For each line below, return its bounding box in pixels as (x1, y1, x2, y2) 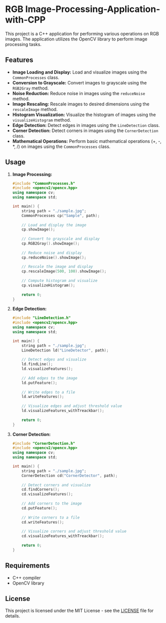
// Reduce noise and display (21, 250, 82, 255)
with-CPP (5, 14, 46, 25)
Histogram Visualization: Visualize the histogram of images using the (12, 111, 156, 117)
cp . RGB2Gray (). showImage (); (21, 241, 80, 246)
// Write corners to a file (21, 515, 80, 520)
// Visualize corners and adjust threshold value (21, 529, 127, 534)
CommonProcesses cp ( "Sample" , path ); (21, 213, 100, 218)
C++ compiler (12, 574, 41, 580)
